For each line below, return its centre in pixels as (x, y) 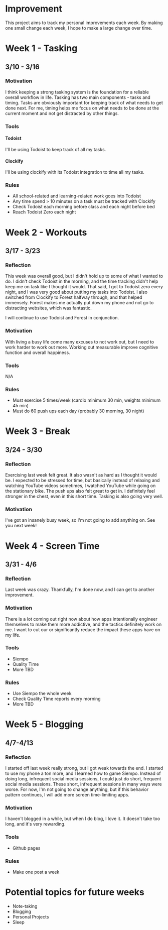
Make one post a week (36, 872)
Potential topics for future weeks (75, 892)
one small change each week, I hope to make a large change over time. (79, 28)
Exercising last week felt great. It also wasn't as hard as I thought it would (81, 475)
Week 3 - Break (38, 431)
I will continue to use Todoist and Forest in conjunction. (62, 318)
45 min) (21, 406)
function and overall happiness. (38, 353)
